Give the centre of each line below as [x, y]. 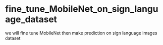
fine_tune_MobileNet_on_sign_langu [82, 9]
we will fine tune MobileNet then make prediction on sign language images [81, 33]
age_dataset [31, 19]
